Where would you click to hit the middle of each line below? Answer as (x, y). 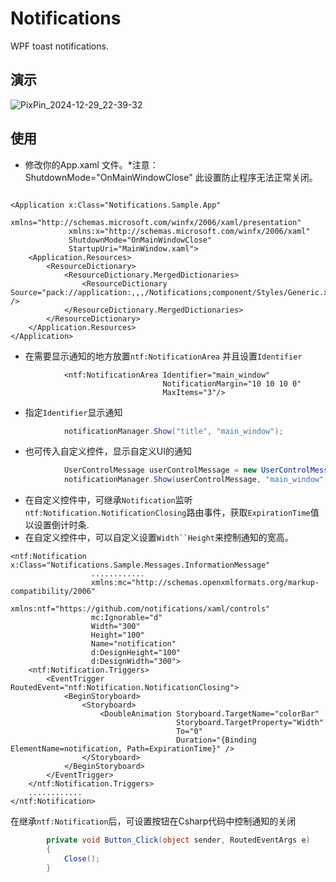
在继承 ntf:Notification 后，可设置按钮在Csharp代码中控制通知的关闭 (153, 821)
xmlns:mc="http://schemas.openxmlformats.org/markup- (205, 583)
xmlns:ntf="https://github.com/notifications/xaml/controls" (140, 609)
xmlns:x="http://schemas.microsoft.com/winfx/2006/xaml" (189, 231)
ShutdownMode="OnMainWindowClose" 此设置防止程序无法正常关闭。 (171, 177)
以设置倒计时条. (57, 525)
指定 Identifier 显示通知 (73, 412)
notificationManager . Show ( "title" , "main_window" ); (173, 431)
